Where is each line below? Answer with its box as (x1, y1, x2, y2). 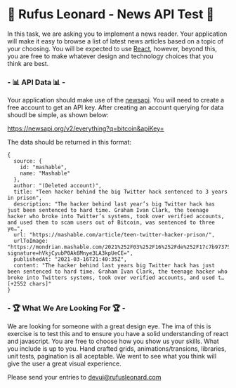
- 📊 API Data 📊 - (7, 77, 65, 87)
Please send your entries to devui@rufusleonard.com (7, 373, 162, 381)
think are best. (7, 59, 49, 67)
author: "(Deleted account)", (13, 182, 102, 189)
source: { (13, 158, 42, 165)
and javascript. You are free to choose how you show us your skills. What (7, 337, 219, 345)
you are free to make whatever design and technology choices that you (7, 52, 214, 60)
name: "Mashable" (20, 170, 71, 178)
